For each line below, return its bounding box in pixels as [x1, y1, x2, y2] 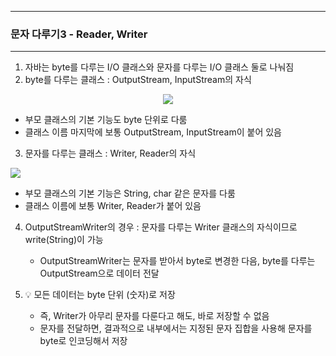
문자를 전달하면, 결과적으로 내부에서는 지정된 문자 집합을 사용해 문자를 [39, 322, 313, 335]
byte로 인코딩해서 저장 [39, 335, 128, 347]
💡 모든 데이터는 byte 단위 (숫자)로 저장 [24, 289, 176, 301]
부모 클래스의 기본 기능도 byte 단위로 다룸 [24, 114, 188, 126]
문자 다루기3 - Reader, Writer [10, 27, 148, 41]
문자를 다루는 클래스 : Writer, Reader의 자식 [24, 147, 197, 160]
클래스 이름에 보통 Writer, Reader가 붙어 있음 [24, 200, 202, 212]
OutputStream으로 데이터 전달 [39, 267, 160, 280]
